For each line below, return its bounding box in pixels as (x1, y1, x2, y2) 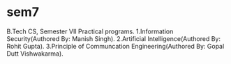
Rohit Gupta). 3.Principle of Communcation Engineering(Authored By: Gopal (6, 42, 225, 50)
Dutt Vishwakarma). (6, 49, 64, 58)
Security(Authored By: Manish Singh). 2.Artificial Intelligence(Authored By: (6, 34, 221, 42)
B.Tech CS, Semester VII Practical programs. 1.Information (6, 27, 174, 35)
